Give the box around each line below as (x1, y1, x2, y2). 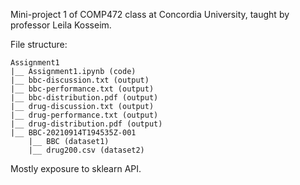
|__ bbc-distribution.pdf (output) (10, 93, 159, 103)
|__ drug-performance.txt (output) (10, 110, 159, 120)
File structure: (10, 39, 68, 50)
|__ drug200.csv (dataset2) (28, 145, 145, 155)
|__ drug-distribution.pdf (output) (10, 119, 163, 129)
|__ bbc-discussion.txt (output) (10, 75, 150, 85)
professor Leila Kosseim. (10, 19, 112, 31)
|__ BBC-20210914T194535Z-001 (10, 128, 137, 138)
